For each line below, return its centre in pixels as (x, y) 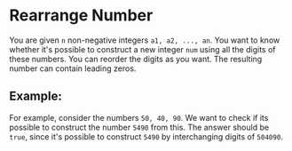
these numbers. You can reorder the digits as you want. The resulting (136, 59)
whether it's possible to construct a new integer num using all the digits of (143, 49)
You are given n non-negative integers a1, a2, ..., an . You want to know (145, 40)
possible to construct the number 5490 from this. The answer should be (139, 127)
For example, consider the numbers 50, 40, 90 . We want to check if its (139, 117)
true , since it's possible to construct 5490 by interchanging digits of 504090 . (146, 136)
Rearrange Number (81, 16)
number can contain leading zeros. (73, 68)
